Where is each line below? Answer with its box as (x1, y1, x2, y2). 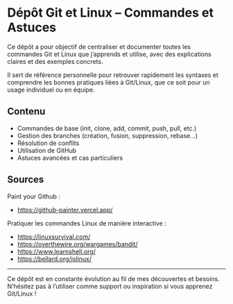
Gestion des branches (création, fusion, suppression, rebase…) (17, 131, 198, 140)
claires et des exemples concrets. (7, 57, 103, 65)
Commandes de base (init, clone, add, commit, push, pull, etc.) (17, 124, 197, 133)
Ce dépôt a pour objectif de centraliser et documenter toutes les (7, 42, 191, 51)
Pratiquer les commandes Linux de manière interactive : (7, 219, 166, 227)
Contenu (7, 105, 46, 117)
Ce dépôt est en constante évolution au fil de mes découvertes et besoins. (7, 274, 220, 282)
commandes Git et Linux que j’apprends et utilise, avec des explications (7, 50, 212, 58)
